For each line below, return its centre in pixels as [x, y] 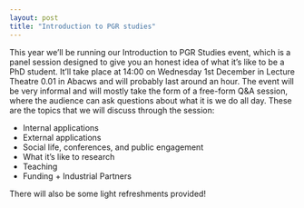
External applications [62, 137]
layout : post [34, 18]
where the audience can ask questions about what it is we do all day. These [151, 100]
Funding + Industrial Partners [77, 176]
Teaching [40, 166]
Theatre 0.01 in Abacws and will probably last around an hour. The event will [152, 81]
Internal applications [61, 127]
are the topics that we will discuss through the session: [112, 110]
